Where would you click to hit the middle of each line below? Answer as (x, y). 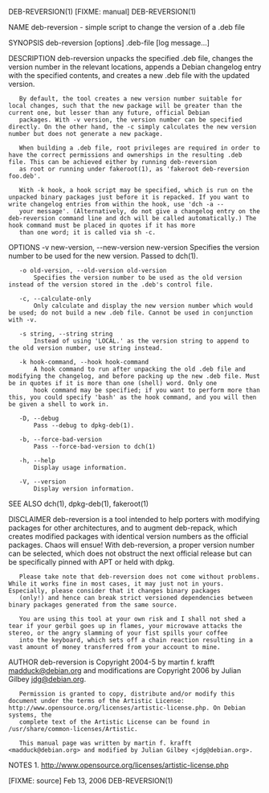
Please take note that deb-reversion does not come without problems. (140, 577)
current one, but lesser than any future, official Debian (109, 113)
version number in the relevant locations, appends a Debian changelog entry (135, 67)
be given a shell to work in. (59, 405)
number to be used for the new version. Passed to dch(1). (103, 256)
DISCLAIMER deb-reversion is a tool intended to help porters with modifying (134, 519)
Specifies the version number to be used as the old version (138, 277)
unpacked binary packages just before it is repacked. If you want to (129, 197)
